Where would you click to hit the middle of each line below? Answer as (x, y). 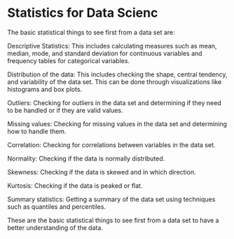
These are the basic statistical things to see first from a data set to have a (113, 220)
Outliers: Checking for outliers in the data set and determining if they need (115, 102)
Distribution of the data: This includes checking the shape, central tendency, (117, 74)
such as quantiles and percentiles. (57, 206)
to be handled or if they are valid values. (66, 110)
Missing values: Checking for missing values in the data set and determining (117, 123)
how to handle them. (37, 131)
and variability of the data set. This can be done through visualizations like (115, 81)
